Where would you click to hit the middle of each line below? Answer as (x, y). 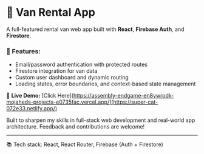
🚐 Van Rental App (51, 12)
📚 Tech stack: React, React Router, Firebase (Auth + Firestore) (85, 144)
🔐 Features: (23, 51)
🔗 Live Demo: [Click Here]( (40, 96)
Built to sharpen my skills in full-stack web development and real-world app (101, 120)
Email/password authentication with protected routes (81, 65)
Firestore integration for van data (56, 71)
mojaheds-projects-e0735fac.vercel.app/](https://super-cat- (82, 102)
